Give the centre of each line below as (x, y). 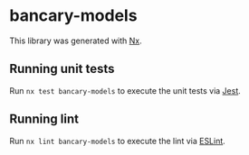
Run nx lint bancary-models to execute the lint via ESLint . (118, 141)
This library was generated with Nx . (76, 41)
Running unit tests (62, 69)
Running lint (44, 119)
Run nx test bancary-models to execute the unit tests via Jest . (125, 90)
